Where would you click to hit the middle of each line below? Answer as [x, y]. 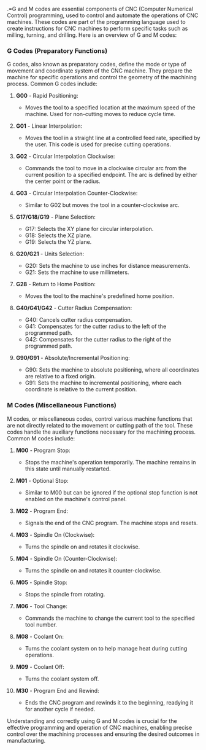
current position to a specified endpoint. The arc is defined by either [111, 175]
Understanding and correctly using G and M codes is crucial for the [92, 721]
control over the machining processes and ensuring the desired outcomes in [103, 734]
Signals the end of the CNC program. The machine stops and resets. [111, 523]
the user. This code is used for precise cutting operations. [98, 144]
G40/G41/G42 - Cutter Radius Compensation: [74, 308]
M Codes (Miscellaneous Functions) [62, 405]
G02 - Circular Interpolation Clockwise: [65, 157]
